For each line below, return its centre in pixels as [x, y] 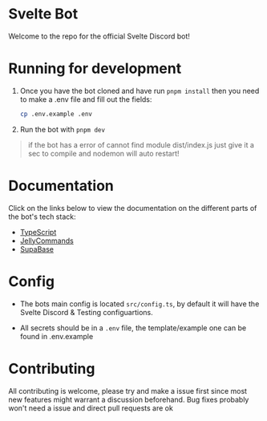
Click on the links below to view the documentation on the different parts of [133, 208]
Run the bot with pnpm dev [63, 129]
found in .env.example [57, 336]
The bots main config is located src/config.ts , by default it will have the [140, 304]
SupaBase [37, 249]
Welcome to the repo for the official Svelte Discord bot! [99, 36]
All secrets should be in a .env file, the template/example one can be [133, 328]
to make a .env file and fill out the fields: [86, 99]
